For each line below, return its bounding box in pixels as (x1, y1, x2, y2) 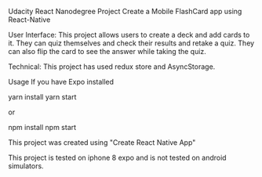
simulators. (8, 161, 45, 171)
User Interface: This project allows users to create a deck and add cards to (8, 31, 250, 39)
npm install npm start (8, 123, 77, 132)
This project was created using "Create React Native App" (8, 138, 196, 147)
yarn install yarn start (8, 92, 77, 101)
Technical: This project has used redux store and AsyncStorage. (8, 62, 216, 71)
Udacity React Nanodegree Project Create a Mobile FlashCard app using (8, 7, 242, 16)
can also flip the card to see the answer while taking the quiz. (8, 47, 206, 56)
